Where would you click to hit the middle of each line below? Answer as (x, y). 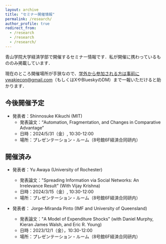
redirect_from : (21, 28)
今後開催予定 (25, 103)
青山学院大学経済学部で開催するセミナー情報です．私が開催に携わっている (81, 57)
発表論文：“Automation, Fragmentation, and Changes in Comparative (90, 122)
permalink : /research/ (28, 19)
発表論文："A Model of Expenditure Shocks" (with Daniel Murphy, (86, 219)
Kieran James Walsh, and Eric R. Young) (61, 225)
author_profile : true (28, 24)
